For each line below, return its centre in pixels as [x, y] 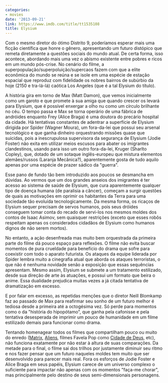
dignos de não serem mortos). [36, 228]
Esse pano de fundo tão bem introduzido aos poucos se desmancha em [79, 175]
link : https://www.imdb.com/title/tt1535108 [52, 24]
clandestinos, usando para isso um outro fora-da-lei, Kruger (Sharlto [76, 149]
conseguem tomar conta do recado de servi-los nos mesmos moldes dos [81, 212]
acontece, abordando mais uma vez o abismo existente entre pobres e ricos [83, 59]
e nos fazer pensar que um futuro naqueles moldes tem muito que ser [77, 354]
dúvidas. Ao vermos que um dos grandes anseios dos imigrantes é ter [77, 180]
